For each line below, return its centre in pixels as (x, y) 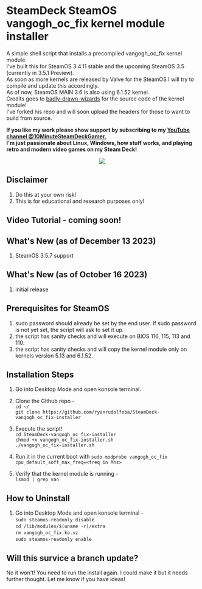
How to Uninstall (38, 498)
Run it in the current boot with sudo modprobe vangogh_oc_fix (91, 457)
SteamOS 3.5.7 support (44, 255)
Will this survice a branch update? (72, 558)
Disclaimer (27, 180)
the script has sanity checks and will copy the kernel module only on (101, 349)
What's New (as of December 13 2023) (81, 241)
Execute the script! (39, 429)
